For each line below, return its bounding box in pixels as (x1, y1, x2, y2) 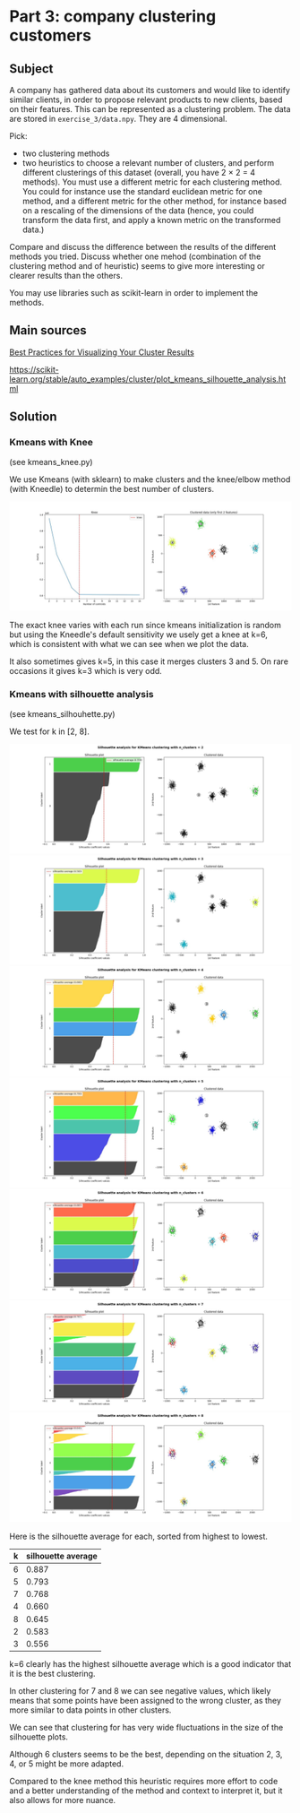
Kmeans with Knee (9, 436, 94, 449)
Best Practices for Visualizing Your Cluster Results (9, 347, 194, 358)
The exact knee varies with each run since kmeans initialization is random (9, 620, 282, 631)
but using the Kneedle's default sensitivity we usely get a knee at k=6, (9, 629, 269, 640)
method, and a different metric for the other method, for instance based (21, 195, 287, 206)
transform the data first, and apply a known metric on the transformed (21, 215, 281, 225)
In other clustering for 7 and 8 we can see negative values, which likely (9, 1685, 271, 1696)
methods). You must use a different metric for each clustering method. (21, 177, 283, 187)
